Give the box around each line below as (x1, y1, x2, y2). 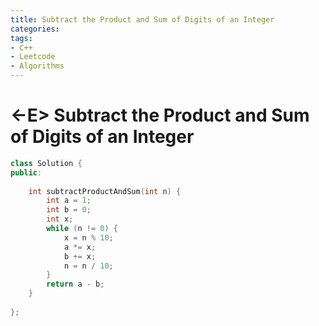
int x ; (46, 214, 74, 225)
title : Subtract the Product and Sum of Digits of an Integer (10, 14, 275, 25)
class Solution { (10, 158, 83, 168)
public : (10, 167, 43, 178)
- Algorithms (10, 61, 65, 71)
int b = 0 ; (46, 205, 92, 215)
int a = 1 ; (46, 196, 92, 206)
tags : (10, 33, 33, 43)
